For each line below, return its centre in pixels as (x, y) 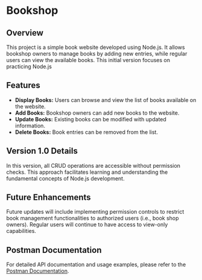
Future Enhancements (49, 198)
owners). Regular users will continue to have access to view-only (87, 224)
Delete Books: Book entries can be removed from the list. (87, 132)
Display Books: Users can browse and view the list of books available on (106, 100)
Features (23, 85)
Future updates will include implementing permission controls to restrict (95, 212)
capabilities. (21, 231)
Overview (25, 33)
